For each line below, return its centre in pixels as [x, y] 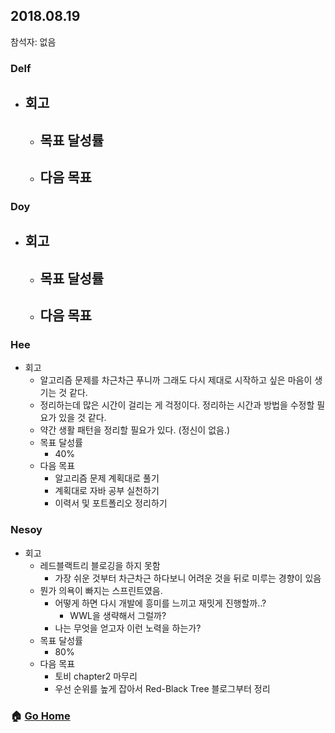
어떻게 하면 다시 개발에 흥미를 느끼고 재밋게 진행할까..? [160, 603]
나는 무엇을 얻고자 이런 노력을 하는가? [128, 628]
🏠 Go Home [40, 716]
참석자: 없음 [33, 41]
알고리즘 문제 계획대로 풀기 [107, 478]
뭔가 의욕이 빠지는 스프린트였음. [101, 590]
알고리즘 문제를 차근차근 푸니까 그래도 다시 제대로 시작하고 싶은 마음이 [176, 380]
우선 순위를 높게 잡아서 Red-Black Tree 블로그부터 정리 [162, 688]
